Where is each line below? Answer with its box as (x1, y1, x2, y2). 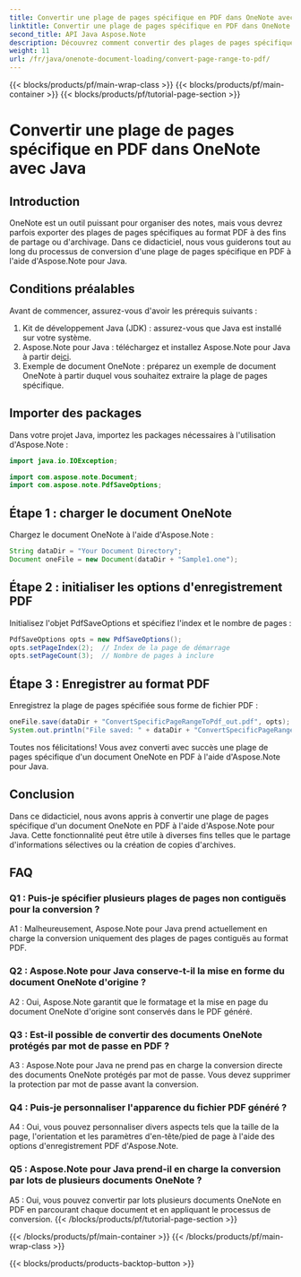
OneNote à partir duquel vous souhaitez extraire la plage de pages (21, 370, 268, 381)
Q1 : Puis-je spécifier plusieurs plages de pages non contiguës (9, 892, 287, 904)
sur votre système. (21, 332, 92, 343)
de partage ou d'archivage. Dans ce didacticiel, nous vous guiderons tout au (9, 236, 291, 247)
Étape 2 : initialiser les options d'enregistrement (9, 579, 283, 596)
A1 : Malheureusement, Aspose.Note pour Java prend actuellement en (9, 923, 268, 934)
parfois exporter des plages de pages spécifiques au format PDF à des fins (9, 227, 287, 237)
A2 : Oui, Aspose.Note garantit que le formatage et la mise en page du (9, 996, 269, 1007)
